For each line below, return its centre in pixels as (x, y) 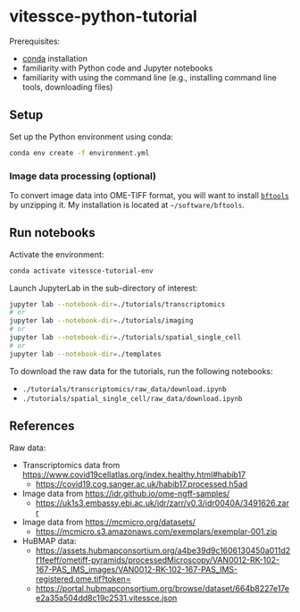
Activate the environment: (57, 254)
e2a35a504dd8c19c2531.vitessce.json (106, 598)
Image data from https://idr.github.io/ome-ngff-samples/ (126, 493)
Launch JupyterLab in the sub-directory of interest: (104, 288)
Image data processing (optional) (83, 176)
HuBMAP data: (49, 541)
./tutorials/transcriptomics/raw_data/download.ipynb (124, 389)
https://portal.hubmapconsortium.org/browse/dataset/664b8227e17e (162, 588)
